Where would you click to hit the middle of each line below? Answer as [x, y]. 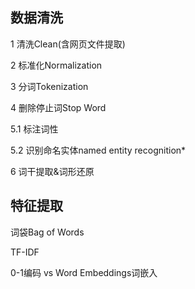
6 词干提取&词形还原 [52, 171]
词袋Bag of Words [47, 232]
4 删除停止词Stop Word [58, 107]
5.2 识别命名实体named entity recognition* [98, 150]
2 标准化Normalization [56, 65]
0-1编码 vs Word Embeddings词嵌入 [84, 272]
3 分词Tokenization [49, 86]
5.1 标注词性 [34, 129]
